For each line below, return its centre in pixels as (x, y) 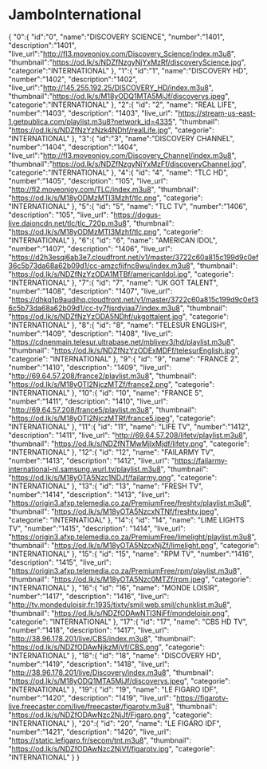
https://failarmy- (201, 460)
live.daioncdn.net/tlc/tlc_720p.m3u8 (68, 223)
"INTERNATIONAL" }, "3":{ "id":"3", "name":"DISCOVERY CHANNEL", (122, 138)
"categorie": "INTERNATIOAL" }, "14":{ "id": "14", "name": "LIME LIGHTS (126, 519)
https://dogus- (137, 215)
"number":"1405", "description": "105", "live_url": (88, 180)
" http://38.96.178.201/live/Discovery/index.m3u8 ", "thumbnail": (111, 672)
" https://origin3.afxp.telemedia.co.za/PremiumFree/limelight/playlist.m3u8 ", (132, 537)
